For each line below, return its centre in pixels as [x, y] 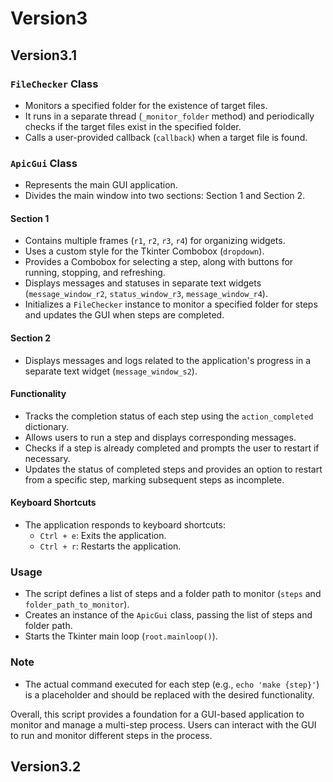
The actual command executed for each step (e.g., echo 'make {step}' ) [172, 684]
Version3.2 [46, 766]
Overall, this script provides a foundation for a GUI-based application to [157, 714]
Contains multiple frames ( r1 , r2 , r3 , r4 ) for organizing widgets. [155, 241]
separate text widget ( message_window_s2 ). [111, 371]
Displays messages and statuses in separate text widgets [143, 283]
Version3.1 [44, 55]
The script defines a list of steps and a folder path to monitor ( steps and [173, 594]
